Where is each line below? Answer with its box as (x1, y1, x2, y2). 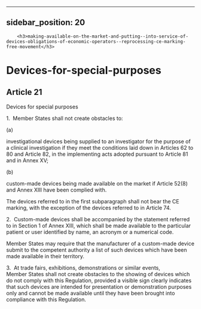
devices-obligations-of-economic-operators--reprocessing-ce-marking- (6, 38, 186, 45)
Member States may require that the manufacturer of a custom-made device (6, 240, 194, 247)
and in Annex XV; (6, 156, 49, 164)
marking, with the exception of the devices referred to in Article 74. (6, 204, 172, 211)
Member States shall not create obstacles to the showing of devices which (6, 270, 190, 277)
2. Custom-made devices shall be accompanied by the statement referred (6, 215, 190, 223)
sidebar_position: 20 (6, 17, 86, 27)
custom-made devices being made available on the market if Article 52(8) (6, 180, 188, 187)
